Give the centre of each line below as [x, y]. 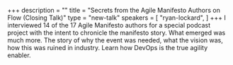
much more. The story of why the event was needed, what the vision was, [115, 40]
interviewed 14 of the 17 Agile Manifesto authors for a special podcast [109, 25]
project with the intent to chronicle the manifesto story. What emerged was [116, 32]
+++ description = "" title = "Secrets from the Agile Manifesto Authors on [114, 10]
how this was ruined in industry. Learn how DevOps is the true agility [108, 48]
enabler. [19, 55]
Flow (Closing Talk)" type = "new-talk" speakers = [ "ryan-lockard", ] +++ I [117, 18]
